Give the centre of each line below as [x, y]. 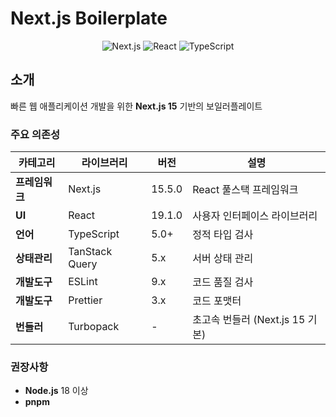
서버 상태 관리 [223, 259]
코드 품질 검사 [223, 282]
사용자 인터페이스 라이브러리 [255, 216]
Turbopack [94, 327]
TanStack [90, 252]
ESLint [83, 282]
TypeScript [94, 234]
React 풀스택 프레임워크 [245, 190]
